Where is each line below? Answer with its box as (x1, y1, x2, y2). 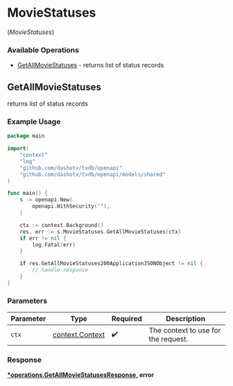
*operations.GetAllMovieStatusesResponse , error (7, 371, 155, 379)
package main (7, 133, 45, 140)
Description (166, 314, 206, 324)
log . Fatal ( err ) (32, 241, 76, 248)
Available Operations (7, 45, 80, 55)
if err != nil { (19, 235, 67, 242)
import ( (7, 145, 30, 152)
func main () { (7, 190, 49, 197)
